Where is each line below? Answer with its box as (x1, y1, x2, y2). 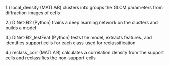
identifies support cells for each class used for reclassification (5, 40, 136, 46)
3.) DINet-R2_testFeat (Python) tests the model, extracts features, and (5, 35, 152, 40)
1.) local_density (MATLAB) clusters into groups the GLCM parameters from (5, 5, 163, 10)
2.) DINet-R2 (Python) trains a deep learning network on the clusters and (5, 20, 158, 25)
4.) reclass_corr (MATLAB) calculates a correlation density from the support (5, 50, 164, 55)
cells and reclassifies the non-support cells (5, 55, 96, 61)
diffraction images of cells (5, 10, 60, 16)
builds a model (5, 25, 37, 31)
